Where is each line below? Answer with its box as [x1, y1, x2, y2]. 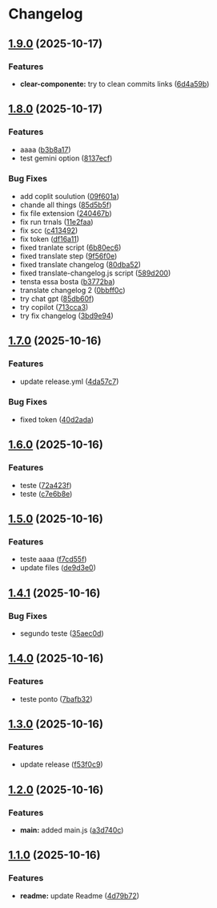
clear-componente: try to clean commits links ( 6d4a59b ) [19, 79, 210, 88]
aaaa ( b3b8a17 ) [19, 145, 71, 154]
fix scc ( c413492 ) [19, 226, 78, 235]
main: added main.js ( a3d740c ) [19, 825, 124, 835]
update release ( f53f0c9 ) [19, 759, 103, 769]
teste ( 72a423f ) [19, 480, 72, 490]
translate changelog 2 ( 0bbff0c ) [19, 285, 126, 295]
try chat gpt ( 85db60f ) [19, 294, 94, 303]
